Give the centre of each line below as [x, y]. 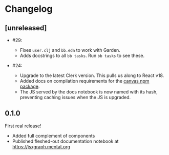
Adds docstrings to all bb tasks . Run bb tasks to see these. [82, 55]
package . [30, 86]
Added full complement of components [54, 135]
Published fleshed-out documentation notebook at [65, 141]
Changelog [29, 9]
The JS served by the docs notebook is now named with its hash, [89, 92]
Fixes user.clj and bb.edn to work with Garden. [70, 50]
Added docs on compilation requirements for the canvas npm [84, 81]
